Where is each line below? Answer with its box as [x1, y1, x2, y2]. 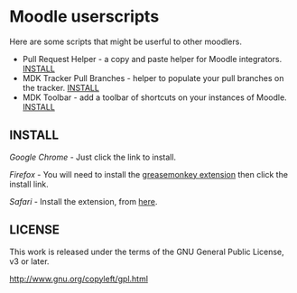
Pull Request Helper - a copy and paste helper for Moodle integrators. [22, 53, 283, 64]
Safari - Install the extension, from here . [9, 196, 158, 206]
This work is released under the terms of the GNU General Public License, [9, 246, 284, 257]
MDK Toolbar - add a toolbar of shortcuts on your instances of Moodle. [22, 92, 287, 103]
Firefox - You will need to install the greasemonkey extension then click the [9, 169, 289, 179]
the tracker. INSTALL [22, 82, 99, 93]
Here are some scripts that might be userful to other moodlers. [9, 36, 242, 47]
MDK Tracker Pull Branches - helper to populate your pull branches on [22, 72, 284, 83]
